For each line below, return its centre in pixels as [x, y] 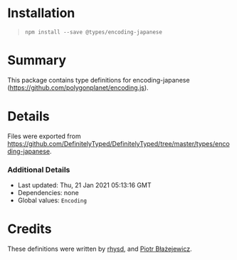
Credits [30, 229]
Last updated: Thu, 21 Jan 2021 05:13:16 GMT [84, 185]
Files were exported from [44, 136]
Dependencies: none [48, 193]
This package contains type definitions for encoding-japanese [99, 80]
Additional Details [39, 170]
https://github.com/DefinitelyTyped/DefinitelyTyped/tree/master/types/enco [118, 143]
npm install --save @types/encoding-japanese [93, 32]
